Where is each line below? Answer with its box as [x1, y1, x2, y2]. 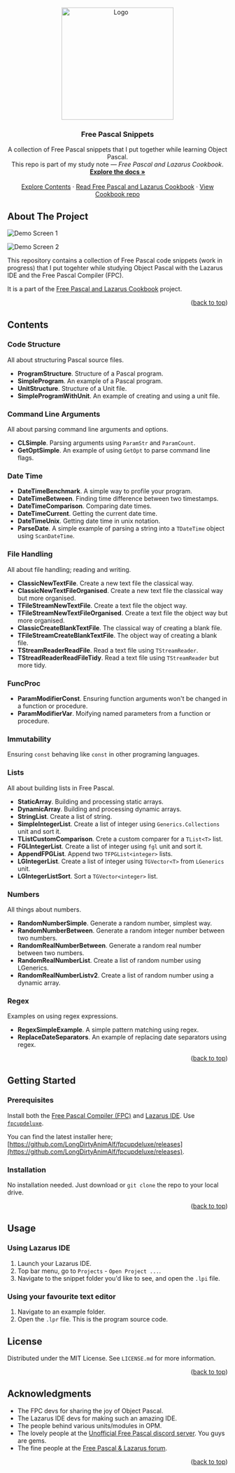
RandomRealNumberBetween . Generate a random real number [17, 941, 201, 949]
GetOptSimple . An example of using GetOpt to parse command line [17, 446, 211, 455]
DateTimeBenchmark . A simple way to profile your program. [17, 487, 192, 495]
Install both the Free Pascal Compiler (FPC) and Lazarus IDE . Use [7, 1111, 195, 1119]
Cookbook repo [95, 190, 140, 199]
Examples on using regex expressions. [7, 1012, 118, 1020]
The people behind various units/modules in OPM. [17, 1421, 162, 1429]
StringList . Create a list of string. [17, 812, 113, 820]
